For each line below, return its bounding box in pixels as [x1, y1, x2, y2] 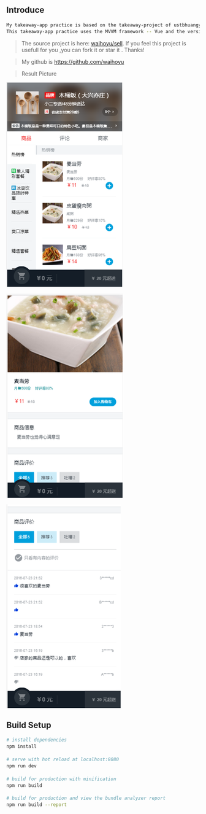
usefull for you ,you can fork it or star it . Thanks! [21, 46, 145, 53]
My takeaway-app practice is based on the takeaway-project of [6, 21, 172, 28]
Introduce [6, 5, 45, 15]
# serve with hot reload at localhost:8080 [6, 756, 120, 762]
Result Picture [21, 70, 57, 77]
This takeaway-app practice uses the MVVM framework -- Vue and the [6, 28, 185, 34]
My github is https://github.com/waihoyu [21, 58, 124, 65]
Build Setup [6, 719, 51, 730]
